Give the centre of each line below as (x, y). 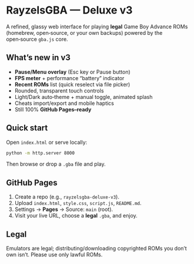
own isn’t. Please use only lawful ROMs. (54, 255)
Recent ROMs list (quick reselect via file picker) (72, 84)
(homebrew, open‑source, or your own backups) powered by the (84, 32)
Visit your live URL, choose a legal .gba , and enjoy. (76, 216)
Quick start (27, 128)
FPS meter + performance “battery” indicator (69, 78)
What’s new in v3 (38, 57)
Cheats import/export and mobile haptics (64, 103)
